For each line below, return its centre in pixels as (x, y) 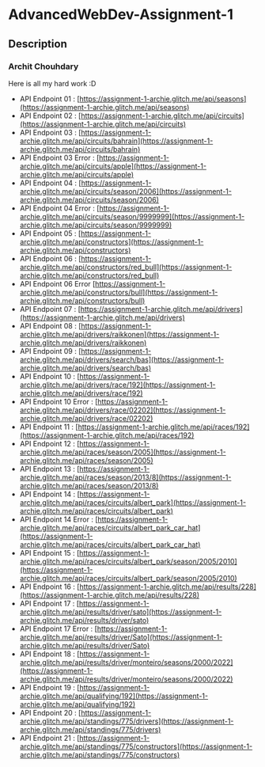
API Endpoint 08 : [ (50, 325)
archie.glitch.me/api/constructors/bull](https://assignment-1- (119, 292)
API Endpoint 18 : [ (49, 654)
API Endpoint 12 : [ (49, 443)
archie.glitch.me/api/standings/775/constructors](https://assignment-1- (136, 746)
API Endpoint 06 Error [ (57, 283)
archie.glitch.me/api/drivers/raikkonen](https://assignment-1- (119, 334)
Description (38, 44)
